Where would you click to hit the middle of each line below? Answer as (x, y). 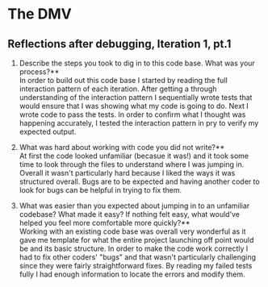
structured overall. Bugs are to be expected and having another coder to (139, 181)
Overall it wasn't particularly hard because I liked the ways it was (127, 173)
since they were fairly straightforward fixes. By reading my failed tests (136, 266)
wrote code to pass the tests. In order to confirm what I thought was (132, 114)
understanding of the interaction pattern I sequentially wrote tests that (136, 97)
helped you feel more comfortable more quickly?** (105, 223)
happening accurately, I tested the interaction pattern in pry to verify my (139, 123)
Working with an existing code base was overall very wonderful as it (132, 231)
